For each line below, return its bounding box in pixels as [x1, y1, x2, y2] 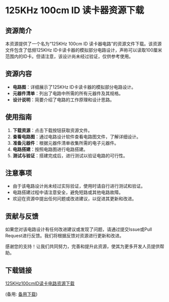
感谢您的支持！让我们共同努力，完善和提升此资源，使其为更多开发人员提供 [5, 243, 160, 249]
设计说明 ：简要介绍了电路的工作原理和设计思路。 [12, 97, 115, 103]
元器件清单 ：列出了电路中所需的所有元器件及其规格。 [12, 90, 124, 96]
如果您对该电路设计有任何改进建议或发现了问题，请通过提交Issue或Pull [5, 226, 152, 233]
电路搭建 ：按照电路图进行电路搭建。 [12, 146, 88, 152]
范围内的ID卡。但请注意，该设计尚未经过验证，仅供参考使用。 [5, 54, 134, 59]
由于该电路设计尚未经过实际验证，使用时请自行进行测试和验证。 [12, 183, 145, 189]
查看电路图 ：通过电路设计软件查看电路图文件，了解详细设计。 [12, 134, 141, 140]
